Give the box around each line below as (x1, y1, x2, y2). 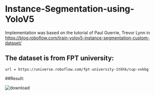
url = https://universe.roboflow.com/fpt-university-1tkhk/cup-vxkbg (5, 67, 149, 72)
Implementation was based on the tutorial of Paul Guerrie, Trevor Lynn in (5, 30, 151, 35)
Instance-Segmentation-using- (5, 3, 135, 15)
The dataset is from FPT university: (5, 54, 114, 63)
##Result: (5, 75, 24, 81)
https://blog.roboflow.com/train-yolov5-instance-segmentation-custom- (5, 35, 150, 41)
